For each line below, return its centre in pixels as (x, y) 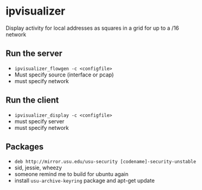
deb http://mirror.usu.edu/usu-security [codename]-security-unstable (105, 162)
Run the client (32, 100)
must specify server (39, 121)
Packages (24, 147)
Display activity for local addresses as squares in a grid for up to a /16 (93, 28)
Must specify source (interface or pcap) (64, 75)
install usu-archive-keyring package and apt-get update (84, 181)
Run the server (34, 54)
